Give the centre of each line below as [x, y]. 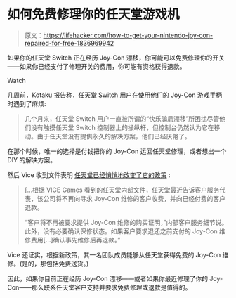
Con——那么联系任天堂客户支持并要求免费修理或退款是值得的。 [99, 287]
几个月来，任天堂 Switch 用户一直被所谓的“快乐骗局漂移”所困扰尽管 [122, 118]
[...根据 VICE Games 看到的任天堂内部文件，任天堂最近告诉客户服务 [122, 190]
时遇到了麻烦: [27, 103]
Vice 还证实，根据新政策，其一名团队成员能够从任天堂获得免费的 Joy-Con [114, 254]
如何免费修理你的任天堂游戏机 [94, 14]
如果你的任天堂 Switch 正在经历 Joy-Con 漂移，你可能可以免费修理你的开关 [116, 58]
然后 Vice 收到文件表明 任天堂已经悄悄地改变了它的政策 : [89, 175]
